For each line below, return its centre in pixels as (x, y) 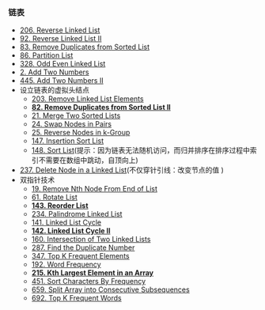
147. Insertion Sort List (68, 141)
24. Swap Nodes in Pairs (72, 124)
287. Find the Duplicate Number (83, 248)
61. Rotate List (54, 197)
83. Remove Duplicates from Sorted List (85, 47)
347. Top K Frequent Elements (80, 256)
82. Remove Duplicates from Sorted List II (101, 108)
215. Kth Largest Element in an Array (93, 273)
